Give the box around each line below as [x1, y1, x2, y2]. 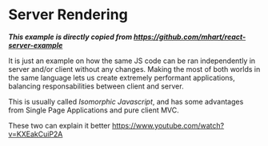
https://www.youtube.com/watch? [111, 120, 225, 130]
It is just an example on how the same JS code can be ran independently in [8, 56, 256, 65]
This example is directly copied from [8, 32, 133, 41]
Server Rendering [8, 6, 128, 24]
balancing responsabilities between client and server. [8, 81, 184, 91]
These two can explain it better [8, 120, 110, 130]
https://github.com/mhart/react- [133, 32, 246, 41]
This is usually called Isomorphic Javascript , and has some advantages [8, 97, 244, 106]
